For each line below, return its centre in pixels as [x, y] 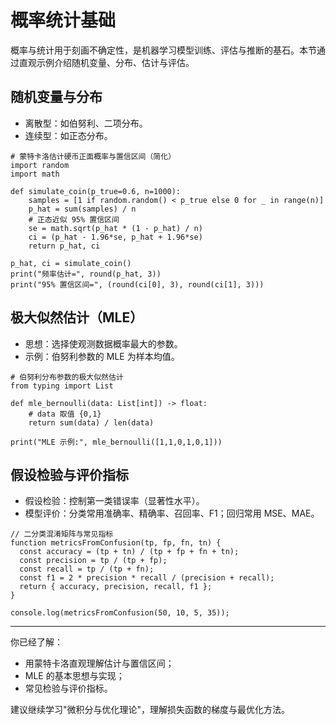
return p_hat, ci [64, 246]
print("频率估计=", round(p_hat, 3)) [86, 274]
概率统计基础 [63, 20]
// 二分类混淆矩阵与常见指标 [62, 534]
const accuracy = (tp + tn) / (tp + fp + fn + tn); [129, 552]
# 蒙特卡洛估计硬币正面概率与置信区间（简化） [93, 156]
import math [35, 174]
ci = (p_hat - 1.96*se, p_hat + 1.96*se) [115, 237]
